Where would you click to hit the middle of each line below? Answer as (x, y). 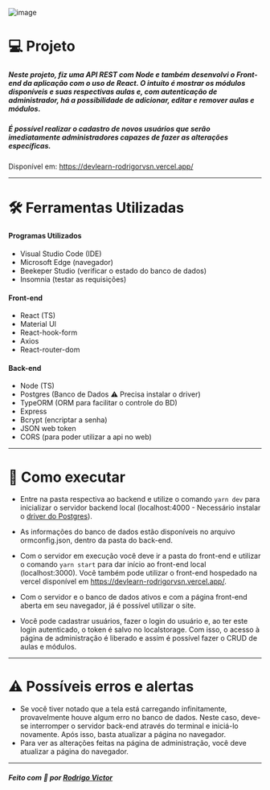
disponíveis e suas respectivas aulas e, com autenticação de (113, 92)
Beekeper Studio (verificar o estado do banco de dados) (113, 271)
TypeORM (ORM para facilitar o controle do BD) (99, 403)
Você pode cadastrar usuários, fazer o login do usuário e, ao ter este (134, 621)
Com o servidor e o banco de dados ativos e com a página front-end (133, 597)
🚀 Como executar (67, 477)
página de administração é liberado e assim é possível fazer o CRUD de (139, 638)
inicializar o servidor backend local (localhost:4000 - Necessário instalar (140, 508)
